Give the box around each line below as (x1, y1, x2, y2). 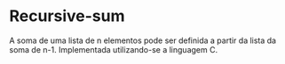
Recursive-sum (9, 6, 126, 26)
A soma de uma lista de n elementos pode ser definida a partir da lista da (9, 35, 277, 46)
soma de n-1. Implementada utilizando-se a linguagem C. (9, 44, 218, 54)
